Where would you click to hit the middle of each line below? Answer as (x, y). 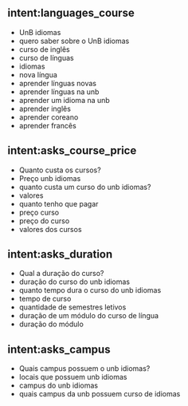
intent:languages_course (71, 13)
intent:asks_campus (59, 349)
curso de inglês (44, 49)
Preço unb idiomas (50, 178)
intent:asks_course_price (72, 151)
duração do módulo (51, 324)
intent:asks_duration (60, 254)
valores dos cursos (50, 229)
